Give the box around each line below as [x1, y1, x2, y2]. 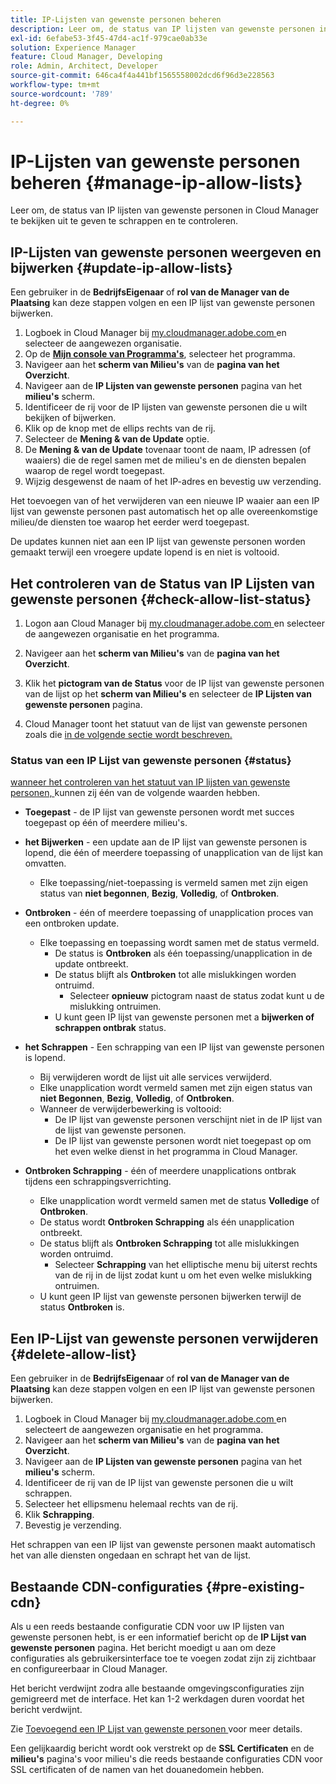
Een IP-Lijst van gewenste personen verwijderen [10, 1330, 319, 1347]
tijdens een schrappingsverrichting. [24, 1176, 172, 1188]
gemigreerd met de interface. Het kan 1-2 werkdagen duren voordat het [10, 1692, 305, 1705]
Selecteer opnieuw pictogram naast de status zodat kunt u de [69, 990, 325, 1002]
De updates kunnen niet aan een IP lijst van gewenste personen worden [10, 536, 306, 548]
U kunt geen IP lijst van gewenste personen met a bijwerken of [54, 1011, 315, 1023]
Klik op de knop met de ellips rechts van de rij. [24, 422, 216, 435]
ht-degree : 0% [10, 98, 70, 108]
